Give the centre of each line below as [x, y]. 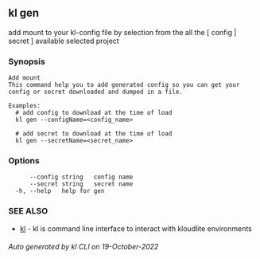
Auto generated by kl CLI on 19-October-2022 [83, 247]
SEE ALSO [28, 211]
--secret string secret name [81, 184]
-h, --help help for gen [60, 191]
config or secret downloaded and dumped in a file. [95, 92]
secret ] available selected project [64, 41]
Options [24, 161]
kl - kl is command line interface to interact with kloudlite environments [136, 228]
